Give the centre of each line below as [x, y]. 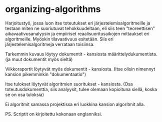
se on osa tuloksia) [24, 94]
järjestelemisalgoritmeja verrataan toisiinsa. [50, 44]
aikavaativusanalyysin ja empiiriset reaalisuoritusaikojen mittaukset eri [77, 33]
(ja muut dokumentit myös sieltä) [39, 59]
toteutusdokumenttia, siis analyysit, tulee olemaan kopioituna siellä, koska [81, 89]
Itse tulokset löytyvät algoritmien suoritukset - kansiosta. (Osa [69, 84]
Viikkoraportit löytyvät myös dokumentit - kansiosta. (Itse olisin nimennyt [80, 69]
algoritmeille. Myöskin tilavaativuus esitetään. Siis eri [59, 39]
